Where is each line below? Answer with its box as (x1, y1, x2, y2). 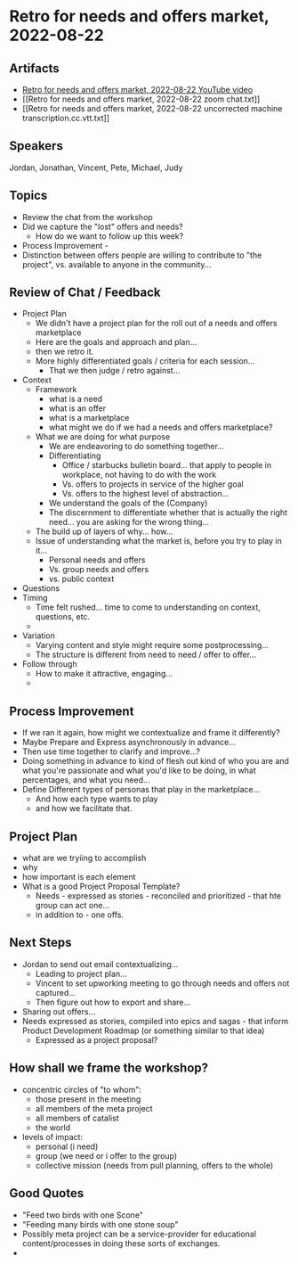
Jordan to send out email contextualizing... (21, 958, 179, 969)
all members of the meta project (35, 1103, 153, 1113)
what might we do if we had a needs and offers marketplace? (48, 422, 273, 433)
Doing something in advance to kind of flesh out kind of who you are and (21, 756, 289, 767)
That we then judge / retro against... (48, 365, 181, 376)
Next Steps (9, 935, 72, 950)
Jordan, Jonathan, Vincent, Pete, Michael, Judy (9, 162, 183, 173)
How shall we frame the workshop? (9, 1061, 209, 1076)
